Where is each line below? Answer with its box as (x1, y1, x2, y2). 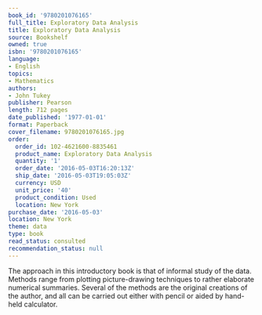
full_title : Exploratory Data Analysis (8, 19, 139, 27)
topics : (8, 70, 34, 78)
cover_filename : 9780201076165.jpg (8, 128, 125, 136)
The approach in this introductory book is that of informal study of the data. (8, 266, 253, 275)
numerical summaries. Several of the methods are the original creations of (8, 283, 248, 292)
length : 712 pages (8, 107, 68, 114)
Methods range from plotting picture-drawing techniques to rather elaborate (8, 274, 255, 284)
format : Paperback (8, 121, 68, 129)
